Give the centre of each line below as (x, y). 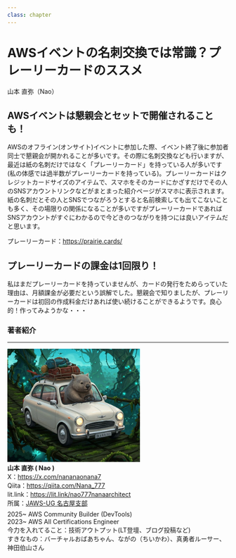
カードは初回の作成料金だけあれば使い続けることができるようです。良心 (118, 302)
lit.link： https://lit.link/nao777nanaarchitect (69, 494)
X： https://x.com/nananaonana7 (54, 476)
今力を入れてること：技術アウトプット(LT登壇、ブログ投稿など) (99, 530)
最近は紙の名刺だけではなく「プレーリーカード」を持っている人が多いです (115, 165)
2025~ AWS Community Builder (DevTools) (70, 514)
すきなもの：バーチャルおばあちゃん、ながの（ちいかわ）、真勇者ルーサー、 (117, 538)
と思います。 (26, 226)
